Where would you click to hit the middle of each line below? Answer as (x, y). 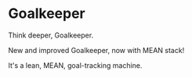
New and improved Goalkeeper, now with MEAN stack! (96, 50)
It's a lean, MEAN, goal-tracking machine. (75, 65)
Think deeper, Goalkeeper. (51, 35)
